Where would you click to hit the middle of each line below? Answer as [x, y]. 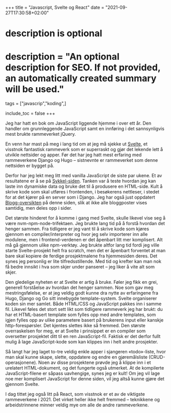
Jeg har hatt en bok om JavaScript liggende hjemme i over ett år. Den [78, 123]
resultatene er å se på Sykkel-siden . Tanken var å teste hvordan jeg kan [81, 181]
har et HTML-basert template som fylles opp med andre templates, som [81, 315]
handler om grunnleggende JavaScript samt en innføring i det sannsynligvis [85, 129]
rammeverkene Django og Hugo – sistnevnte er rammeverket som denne [82, 160]
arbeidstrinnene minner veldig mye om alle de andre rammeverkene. [77, 405]
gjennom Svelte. [22, 384]
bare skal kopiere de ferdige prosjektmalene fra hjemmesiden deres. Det [81, 256]
